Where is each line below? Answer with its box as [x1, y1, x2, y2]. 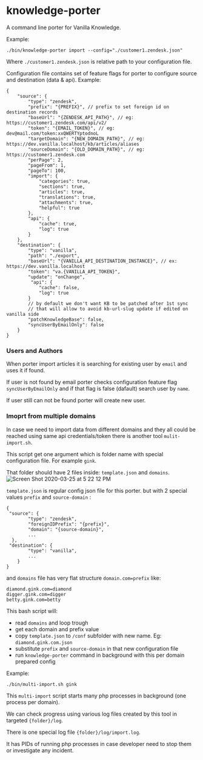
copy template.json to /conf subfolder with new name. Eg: [15, 632, 162, 639]
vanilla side [6, 311, 39, 317]
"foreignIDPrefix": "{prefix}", [28, 521, 110, 527]
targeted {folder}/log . [6, 716, 64, 724]
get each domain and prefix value [15, 625, 99, 632]
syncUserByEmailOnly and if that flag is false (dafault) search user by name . [6, 385, 190, 392]
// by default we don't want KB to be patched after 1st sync [28, 300, 188, 307]
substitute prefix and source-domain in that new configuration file [15, 645, 179, 652]
